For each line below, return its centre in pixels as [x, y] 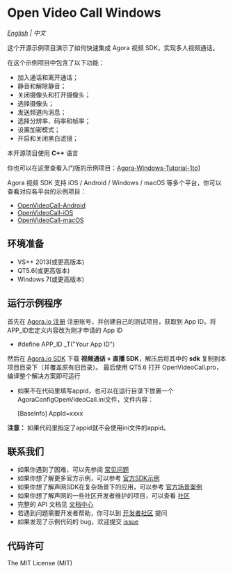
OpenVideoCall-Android [51, 205]
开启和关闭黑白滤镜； [48, 138]
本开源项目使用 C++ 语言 [43, 153]
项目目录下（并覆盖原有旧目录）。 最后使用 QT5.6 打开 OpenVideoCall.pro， [115, 367]
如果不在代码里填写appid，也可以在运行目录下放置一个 [95, 391]
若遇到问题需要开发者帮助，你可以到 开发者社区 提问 [92, 513]
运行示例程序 [35, 303]
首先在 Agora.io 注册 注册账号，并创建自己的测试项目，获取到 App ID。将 [112, 321]
